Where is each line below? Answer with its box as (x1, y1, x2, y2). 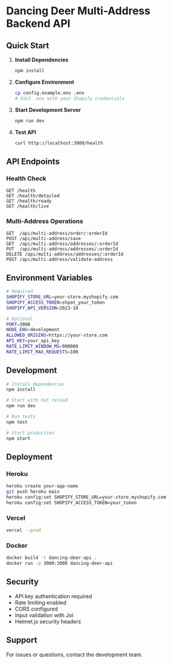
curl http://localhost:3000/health (14, 140, 104, 146)
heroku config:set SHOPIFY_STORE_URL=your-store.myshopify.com (6, 495, 167, 501)
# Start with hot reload (6, 397, 68, 404)
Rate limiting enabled (14, 599, 67, 606)
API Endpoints (6, 156, 60, 166)
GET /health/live (6, 203, 49, 209)
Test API (14, 128, 37, 136)
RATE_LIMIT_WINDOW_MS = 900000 (6, 344, 79, 350)
